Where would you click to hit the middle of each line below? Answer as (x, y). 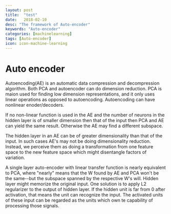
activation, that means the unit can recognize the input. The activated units (84, 194)
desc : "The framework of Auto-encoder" (48, 24)
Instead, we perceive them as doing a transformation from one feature (79, 146)
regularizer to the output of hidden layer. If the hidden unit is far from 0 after (85, 189)
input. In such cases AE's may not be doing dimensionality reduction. (78, 141)
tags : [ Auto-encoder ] (28, 39)
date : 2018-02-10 (26, 20)
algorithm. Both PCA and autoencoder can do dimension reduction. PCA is (84, 88)
